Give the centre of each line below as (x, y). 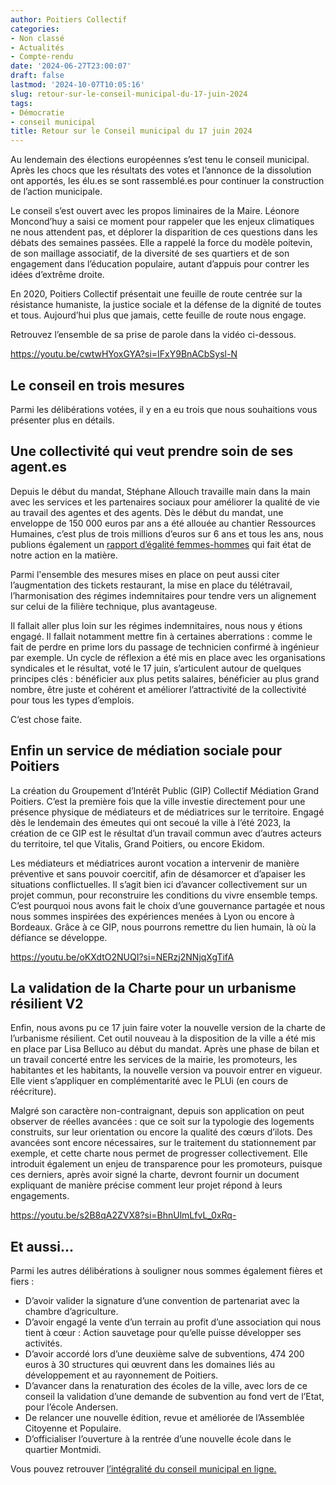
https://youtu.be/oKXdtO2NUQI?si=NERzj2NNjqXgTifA (122, 957)
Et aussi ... (42, 1246)
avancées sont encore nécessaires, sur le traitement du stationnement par (163, 1143)
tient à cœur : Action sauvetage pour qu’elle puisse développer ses (163, 1333)
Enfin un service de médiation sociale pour (146, 751)
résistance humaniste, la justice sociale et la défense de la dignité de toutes (166, 305)
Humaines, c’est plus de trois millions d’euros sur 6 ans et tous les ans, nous (167, 533)
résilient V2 (47, 1003)
